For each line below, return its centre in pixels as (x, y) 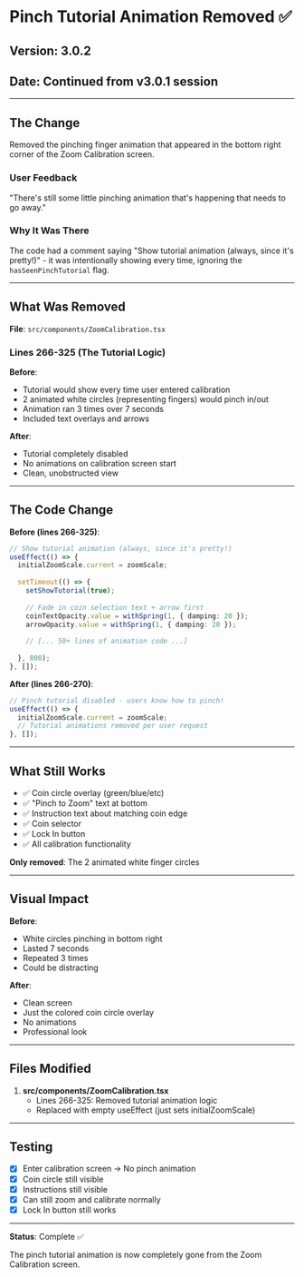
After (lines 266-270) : (51, 683)
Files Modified (51, 1069)
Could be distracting (61, 968)
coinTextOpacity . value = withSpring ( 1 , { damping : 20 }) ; (137, 616)
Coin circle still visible (63, 1179)
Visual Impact (49, 899)
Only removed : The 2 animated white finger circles (104, 862)
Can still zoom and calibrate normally (91, 1199)
